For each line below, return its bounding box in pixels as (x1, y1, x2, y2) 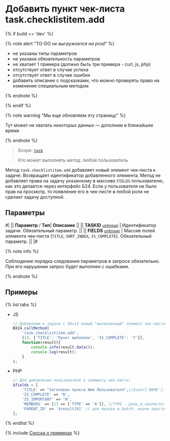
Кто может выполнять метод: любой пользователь (17, 157, 128, 163)
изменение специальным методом (12, 82, 89, 89)
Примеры (5, 288, 38, 297)
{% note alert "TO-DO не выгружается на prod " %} (5, 40, 115, 46)
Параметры (5, 209, 45, 217)
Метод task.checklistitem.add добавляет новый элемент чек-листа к (5, 167, 156, 173)
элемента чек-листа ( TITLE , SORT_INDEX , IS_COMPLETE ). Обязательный (5, 233, 152, 239)
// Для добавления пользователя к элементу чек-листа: (12, 378, 131, 383)
